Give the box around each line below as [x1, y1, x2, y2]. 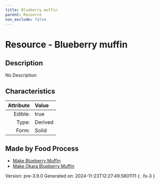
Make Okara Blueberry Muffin [12, 163, 75, 169]
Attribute [8, 102, 30, 109]
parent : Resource [5, 12, 42, 17]
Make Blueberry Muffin [12, 158, 61, 164]
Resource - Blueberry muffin [5, 39, 128, 50]
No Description [5, 72, 37, 79]
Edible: [13, 111, 30, 118]
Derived [34, 119, 54, 126]
